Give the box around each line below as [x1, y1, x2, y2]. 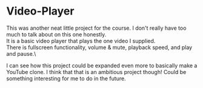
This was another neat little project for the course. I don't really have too [6, 24, 187, 32]
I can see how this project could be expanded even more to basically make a [6, 62, 198, 69]
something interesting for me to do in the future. [6, 75, 126, 82]
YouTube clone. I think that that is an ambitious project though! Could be [6, 68, 187, 75]
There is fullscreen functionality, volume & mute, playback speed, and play [6, 44, 193, 51]
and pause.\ [6, 50, 36, 57]
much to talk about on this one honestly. [6, 30, 107, 38]
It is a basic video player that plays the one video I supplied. [6, 37, 156, 44]
